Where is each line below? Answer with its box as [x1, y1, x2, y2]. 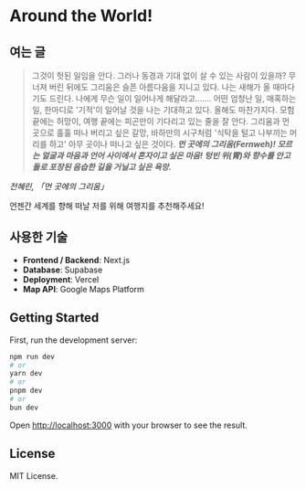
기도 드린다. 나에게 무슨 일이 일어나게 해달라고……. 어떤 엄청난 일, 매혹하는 [31, 93, 297, 103]
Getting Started [9, 310, 100, 325]
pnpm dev [9, 386, 43, 396]
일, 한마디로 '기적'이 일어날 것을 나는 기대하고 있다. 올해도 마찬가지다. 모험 [31, 104, 295, 115]
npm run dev [9, 352, 55, 361]
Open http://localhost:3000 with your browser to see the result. [9, 420, 248, 431]
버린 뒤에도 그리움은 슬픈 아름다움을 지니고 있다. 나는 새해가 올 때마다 [48, 81, 295, 92]
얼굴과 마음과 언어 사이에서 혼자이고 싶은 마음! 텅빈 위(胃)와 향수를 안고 [40, 150, 290, 161]
